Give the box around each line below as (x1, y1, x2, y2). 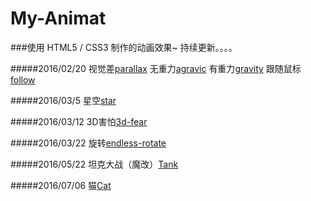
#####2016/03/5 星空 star (10, 94, 117, 106)
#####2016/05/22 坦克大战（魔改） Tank (10, 158, 179, 170)
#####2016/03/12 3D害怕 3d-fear (10, 115, 148, 127)
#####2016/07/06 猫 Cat (10, 179, 112, 191)
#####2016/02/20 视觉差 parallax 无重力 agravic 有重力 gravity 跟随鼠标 (10, 62, 302, 74)
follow (10, 73, 36, 86)
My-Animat (10, 7, 107, 30)
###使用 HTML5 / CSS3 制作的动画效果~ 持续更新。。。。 (10, 41, 238, 53)
